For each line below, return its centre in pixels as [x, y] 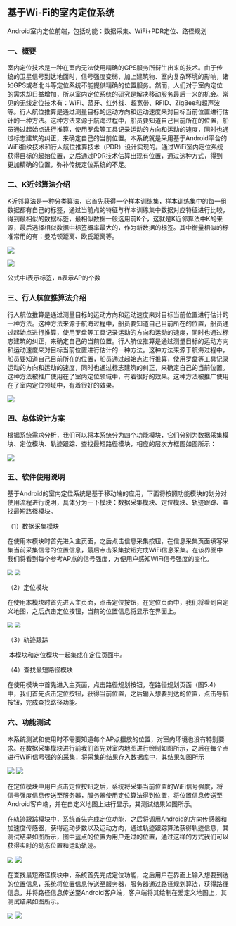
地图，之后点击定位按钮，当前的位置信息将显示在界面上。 [96, 611]
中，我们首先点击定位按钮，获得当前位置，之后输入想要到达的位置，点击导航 [118, 693]
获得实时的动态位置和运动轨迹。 [53, 845]
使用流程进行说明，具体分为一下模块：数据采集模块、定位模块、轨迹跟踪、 [115, 502]
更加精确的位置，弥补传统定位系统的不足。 [69, 165]
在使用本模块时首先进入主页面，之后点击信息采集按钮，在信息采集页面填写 [115, 541]
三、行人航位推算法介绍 [47, 298]
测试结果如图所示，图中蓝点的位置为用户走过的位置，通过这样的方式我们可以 [118, 837]
